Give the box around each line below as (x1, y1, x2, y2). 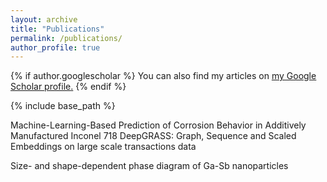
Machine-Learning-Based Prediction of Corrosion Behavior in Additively (10, 119, 307, 131)
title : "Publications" (10, 24, 105, 34)
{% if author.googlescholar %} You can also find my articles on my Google (10, 70, 317, 82)
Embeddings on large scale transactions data (10, 141, 197, 153)
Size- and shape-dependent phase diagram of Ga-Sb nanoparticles (10, 160, 289, 172)
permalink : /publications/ (10, 33, 123, 43)
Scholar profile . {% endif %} (10, 81, 127, 93)
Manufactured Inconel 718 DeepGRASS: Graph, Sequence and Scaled (10, 130, 297, 142)
